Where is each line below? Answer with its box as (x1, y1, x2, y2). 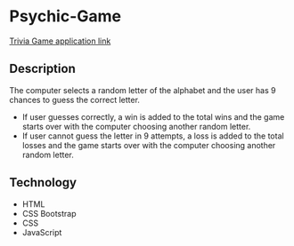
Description (9, 61, 76, 76)
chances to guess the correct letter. (9, 94, 141, 105)
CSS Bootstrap (21, 208, 77, 218)
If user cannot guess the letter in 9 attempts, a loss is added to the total (21, 131, 284, 141)
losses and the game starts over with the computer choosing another (21, 139, 276, 150)
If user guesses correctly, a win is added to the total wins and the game (21, 111, 285, 122)
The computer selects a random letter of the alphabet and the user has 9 (9, 84, 276, 95)
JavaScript (21, 226, 62, 237)
